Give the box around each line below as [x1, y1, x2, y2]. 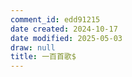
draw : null [10, 42, 56, 53]
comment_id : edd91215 [10, 14, 101, 25]
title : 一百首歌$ [10, 52, 77, 62]
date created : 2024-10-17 [10, 24, 118, 34]
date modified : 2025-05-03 [10, 33, 123, 43]
